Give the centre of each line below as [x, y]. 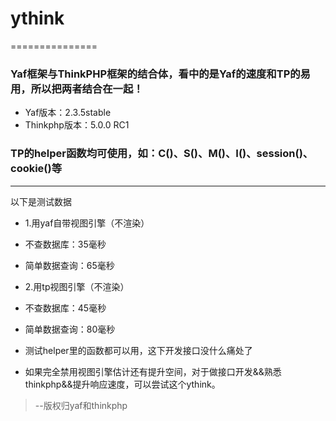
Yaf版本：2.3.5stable [68, 113]
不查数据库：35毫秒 [65, 244]
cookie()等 [36, 169]
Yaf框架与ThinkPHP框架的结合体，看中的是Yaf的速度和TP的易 [160, 74]
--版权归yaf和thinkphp [81, 405]
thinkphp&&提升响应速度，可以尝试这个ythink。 [122, 384]
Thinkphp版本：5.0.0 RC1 [77, 125]
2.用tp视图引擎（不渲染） [77, 286]
